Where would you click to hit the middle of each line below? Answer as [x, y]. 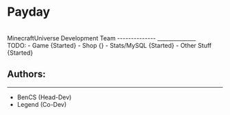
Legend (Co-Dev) [42, 104]
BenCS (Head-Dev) [44, 97]
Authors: [26, 74]
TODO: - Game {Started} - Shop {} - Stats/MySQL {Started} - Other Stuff [110, 45]
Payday [29, 12]
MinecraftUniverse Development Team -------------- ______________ [102, 38]
